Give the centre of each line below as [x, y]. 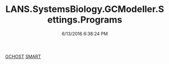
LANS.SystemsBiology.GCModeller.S [85, 9]
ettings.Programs [85, 20]
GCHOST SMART [23, 56]
